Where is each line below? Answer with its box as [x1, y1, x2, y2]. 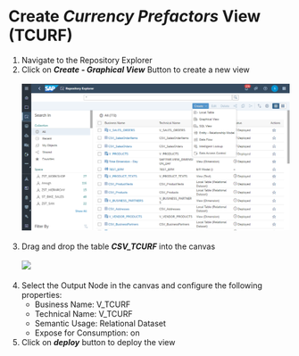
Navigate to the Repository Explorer [21, 54, 153, 65]
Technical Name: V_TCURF [34, 309, 133, 319]
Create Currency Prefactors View [8, 6, 261, 27]
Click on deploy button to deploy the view [21, 337, 176, 348]
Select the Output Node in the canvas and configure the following [21, 280, 262, 291]
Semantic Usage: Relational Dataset [34, 319, 167, 329]
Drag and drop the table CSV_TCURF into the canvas [21, 241, 216, 252]
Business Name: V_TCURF [34, 299, 131, 310]
